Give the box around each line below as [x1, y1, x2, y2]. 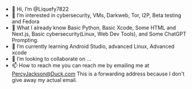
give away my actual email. [11, 77, 78, 83]
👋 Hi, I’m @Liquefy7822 [11, 6, 69, 12]
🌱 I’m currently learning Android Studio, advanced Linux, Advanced [11, 43, 175, 50]
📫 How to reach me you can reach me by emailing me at [11, 62, 150, 69]
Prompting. [11, 37, 39, 43]
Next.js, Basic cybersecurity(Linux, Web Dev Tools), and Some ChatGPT [11, 30, 187, 37]
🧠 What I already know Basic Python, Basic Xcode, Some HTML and [11, 24, 176, 31]
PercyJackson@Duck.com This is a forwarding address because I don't [11, 70, 185, 77]
